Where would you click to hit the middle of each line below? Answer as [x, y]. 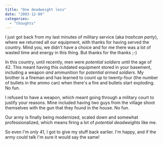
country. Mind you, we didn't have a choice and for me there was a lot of [78, 47]
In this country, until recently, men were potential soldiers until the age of [79, 62]
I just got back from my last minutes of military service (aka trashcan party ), [81, 37]
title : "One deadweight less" [36, 10]
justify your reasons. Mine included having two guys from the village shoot [80, 103]
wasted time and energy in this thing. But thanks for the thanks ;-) [71, 53]
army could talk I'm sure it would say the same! [52, 137]
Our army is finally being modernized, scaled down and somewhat [71, 117]
